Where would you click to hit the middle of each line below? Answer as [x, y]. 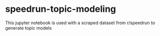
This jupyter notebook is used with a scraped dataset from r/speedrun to [80, 23]
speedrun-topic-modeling [61, 9]
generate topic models [28, 28]
